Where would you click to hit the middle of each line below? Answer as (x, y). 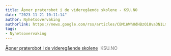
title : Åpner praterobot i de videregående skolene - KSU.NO (72, 10)
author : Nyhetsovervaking (33, 19)
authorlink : (18, 24)
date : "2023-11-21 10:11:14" (36, 15)
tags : (11, 29)
